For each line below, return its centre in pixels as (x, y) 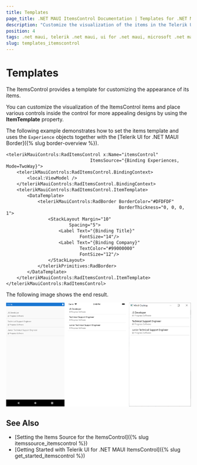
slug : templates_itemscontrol (43, 43)
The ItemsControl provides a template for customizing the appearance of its (98, 89)
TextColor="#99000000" (107, 248)
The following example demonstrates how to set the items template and (92, 130)
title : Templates (27, 12)
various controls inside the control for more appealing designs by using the (97, 113)
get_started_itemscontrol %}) (50, 456)
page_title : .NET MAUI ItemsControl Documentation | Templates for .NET (97, 18)
